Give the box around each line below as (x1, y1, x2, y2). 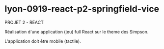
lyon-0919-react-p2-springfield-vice (4, 3, 160, 15)
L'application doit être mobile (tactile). (4, 38, 82, 44)
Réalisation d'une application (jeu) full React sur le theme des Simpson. (4, 29, 149, 34)
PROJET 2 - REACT (4, 19, 44, 25)
